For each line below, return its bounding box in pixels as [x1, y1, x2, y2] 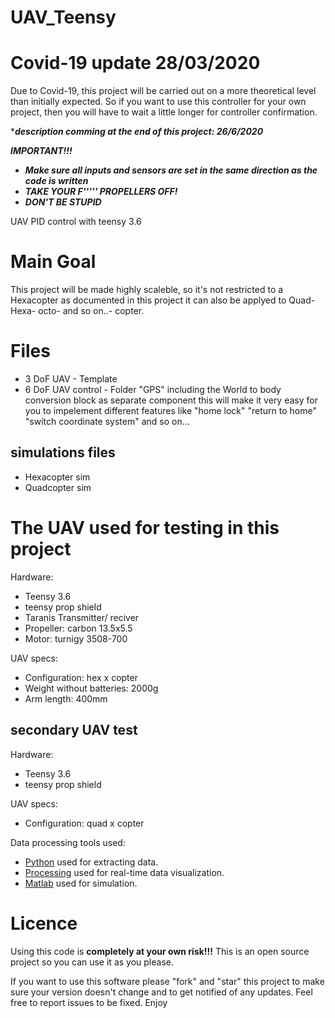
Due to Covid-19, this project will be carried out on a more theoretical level [10, 85, 317, 97]
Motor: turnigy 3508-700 [24, 632, 128, 645]
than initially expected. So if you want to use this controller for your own [10, 96, 307, 108]
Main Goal [10, 251, 97, 273]
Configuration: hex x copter [24, 671, 138, 683]
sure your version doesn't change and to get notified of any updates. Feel [10, 986, 313, 998]
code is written [24, 175, 89, 187]
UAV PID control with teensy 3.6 [10, 216, 142, 228]
